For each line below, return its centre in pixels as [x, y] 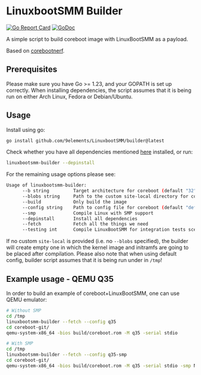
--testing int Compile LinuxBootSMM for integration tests [104, 230]
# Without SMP [24, 311]
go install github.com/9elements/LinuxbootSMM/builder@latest [85, 141]
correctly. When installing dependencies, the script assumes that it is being [99, 90]
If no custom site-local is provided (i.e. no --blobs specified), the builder [97, 241]
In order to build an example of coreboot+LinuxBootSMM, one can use [93, 293]
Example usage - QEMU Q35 [60, 279]
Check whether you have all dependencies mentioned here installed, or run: [100, 152]
